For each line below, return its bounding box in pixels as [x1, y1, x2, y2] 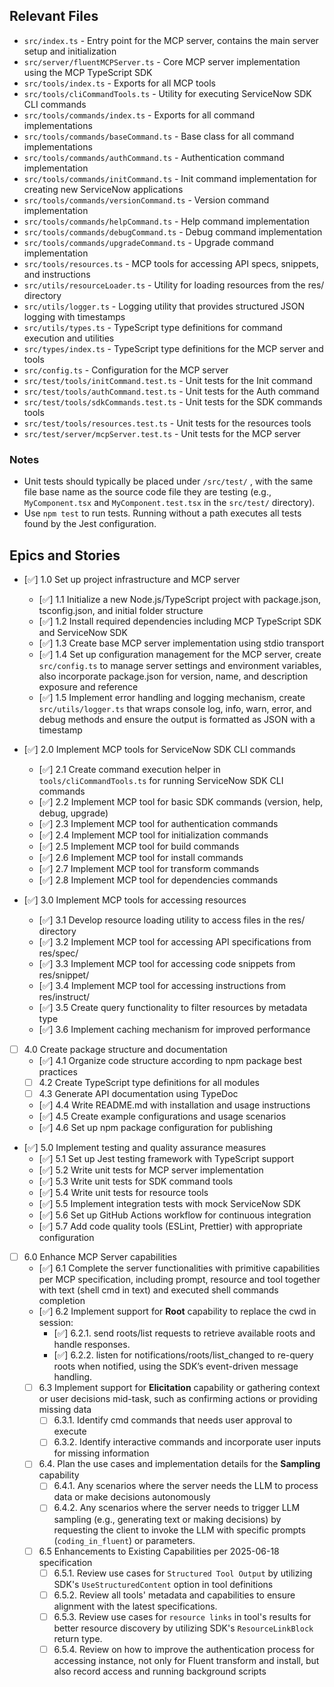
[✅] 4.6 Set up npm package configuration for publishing [38, 1122, 274, 1134]
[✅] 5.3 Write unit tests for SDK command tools [38, 1175, 234, 1188]
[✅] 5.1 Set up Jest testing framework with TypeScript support [38, 1153, 294, 1165]
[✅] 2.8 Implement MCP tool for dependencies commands [38, 874, 279, 886]
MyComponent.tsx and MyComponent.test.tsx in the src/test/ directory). [23, 497, 316, 509]
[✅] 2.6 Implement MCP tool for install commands [38, 851, 244, 863]
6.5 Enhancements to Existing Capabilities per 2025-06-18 [38, 1545, 280, 1557]
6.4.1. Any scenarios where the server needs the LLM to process [53, 1480, 319, 1492]
